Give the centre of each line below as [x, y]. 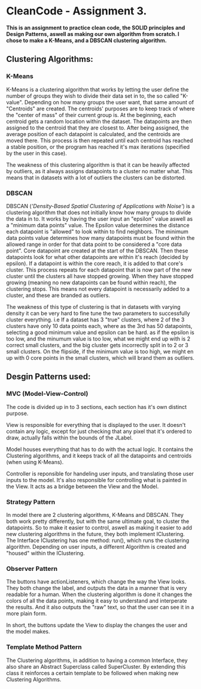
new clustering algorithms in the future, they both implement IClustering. [96, 534]
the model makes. [28, 631]
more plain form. [27, 613]
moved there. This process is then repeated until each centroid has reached [100, 140]
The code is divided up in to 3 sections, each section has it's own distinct [97, 407]
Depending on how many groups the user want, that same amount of [109, 102]
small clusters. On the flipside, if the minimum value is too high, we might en [100, 351]
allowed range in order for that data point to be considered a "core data [94, 244]
